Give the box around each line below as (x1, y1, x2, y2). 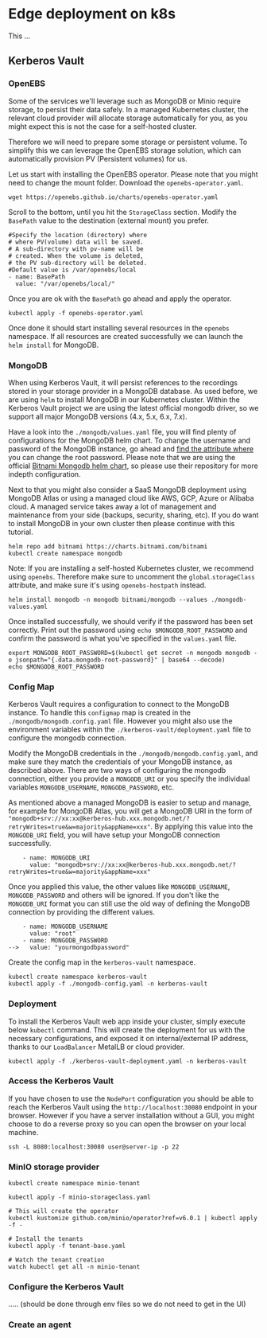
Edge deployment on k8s (8, 5, 176, 23)
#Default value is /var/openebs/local (8, 266, 137, 274)
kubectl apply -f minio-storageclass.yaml (8, 1193, 151, 1202)
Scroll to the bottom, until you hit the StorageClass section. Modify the (8, 207, 237, 216)
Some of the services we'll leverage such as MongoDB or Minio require (8, 96, 241, 106)
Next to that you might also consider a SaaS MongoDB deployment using (8, 485, 247, 494)
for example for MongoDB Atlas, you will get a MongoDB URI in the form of (8, 806, 253, 816)
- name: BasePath (8, 272, 66, 281)
